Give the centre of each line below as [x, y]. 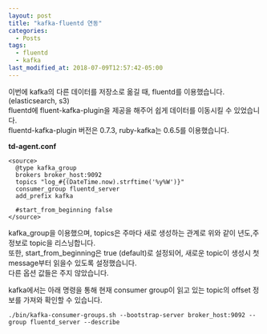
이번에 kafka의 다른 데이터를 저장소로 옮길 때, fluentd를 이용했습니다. [117, 91]
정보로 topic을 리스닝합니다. [52, 243]
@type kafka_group [47, 168]
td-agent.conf [32, 146]
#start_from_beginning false [64, 210]
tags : [17, 46]
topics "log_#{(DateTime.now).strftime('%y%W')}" [100, 182]
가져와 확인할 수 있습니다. [63, 300]
